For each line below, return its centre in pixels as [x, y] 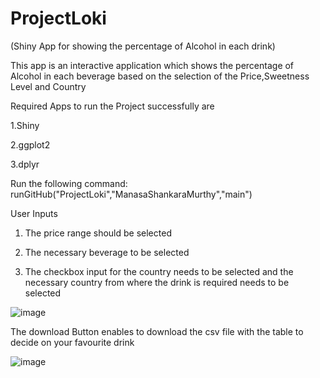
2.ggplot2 [30, 144]
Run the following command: [69, 183]
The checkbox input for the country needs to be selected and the [159, 271]
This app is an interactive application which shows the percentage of [152, 65]
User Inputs [34, 213]
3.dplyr [25, 164]
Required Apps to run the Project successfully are [112, 106]
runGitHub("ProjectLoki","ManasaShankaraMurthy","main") [131, 194]
